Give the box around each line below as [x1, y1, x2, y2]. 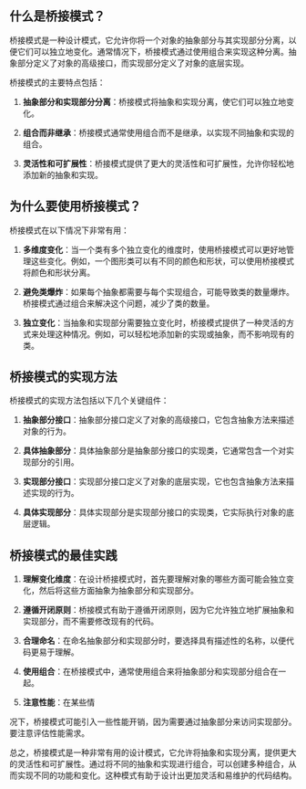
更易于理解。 [30, 647, 79, 657]
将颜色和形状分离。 [22, 267, 96, 278]
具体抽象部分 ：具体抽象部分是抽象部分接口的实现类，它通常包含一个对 [22, 446, 287, 457]
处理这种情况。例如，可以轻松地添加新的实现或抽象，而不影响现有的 [38, 328, 294, 340]
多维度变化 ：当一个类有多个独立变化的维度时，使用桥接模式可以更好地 [22, 244, 287, 255]
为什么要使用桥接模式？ [9, 199, 141, 215]
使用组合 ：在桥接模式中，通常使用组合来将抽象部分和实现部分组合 [22, 666, 270, 678]
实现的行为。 [30, 488, 79, 499]
